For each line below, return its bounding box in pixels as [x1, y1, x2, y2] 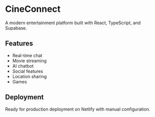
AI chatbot [12, 63, 34, 69]
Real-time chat [12, 52, 43, 58]
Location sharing [12, 73, 47, 79]
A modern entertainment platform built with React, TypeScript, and [5, 20, 141, 26]
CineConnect [5, 3, 61, 15]
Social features [12, 68, 44, 74]
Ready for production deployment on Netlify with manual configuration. [5, 106, 151, 112]
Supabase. [5, 25, 27, 31]
